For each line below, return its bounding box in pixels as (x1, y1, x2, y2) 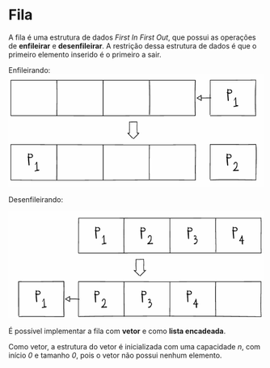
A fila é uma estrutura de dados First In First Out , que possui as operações (8, 32, 256, 42)
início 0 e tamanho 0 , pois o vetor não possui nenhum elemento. (8, 350, 222, 361)
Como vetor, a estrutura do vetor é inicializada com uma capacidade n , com (8, 342, 261, 352)
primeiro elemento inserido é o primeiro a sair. (8, 49, 162, 59)
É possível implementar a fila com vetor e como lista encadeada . (8, 326, 226, 336)
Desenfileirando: (8, 194, 64, 204)
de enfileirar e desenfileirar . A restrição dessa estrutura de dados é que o (8, 40, 257, 50)
